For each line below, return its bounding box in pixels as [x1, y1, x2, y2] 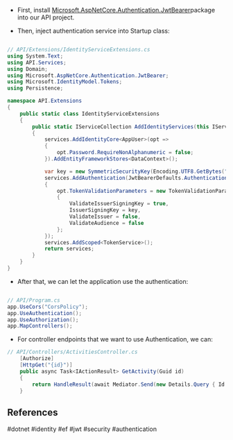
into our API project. [17, 13, 75, 22]
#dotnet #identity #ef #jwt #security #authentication [7, 425, 157, 433]
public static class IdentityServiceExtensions [19, 110, 159, 117]
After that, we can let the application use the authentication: [17, 277, 189, 285]
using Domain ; [7, 65, 49, 72]
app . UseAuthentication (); [7, 310, 82, 316]
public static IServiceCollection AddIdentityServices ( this [32, 123, 209, 130]
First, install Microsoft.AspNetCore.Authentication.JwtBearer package [17, 6, 216, 14]
